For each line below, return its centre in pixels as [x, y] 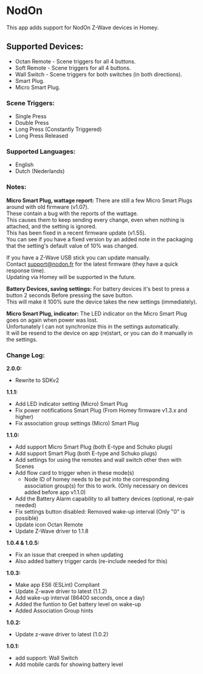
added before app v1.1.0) [55, 492]
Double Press [32, 123]
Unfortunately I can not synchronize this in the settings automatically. [93, 326]
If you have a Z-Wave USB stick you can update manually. [78, 257]
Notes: [16, 187]
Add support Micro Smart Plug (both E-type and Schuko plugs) [94, 447]
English [24, 165]
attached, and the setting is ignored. [52, 226]
